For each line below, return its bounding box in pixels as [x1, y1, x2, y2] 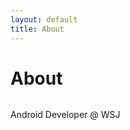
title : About [10, 24, 65, 34]
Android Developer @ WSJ [10, 109, 121, 121]
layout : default [10, 14, 78, 25]
